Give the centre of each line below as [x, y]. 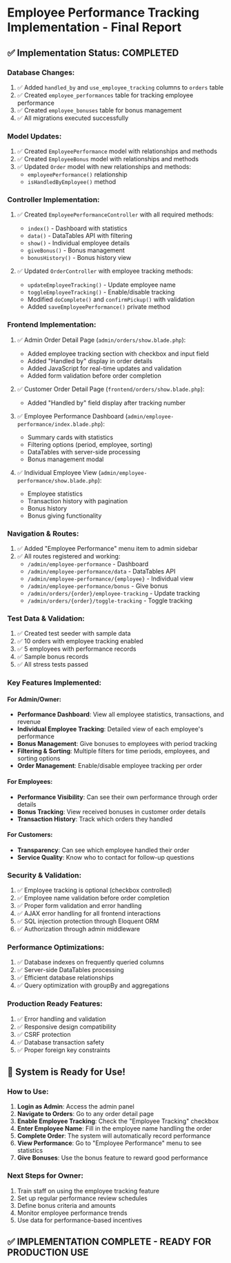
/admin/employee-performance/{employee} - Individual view [110, 579]
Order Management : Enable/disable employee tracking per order [110, 766]
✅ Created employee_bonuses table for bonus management [99, 110]
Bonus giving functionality [64, 516]
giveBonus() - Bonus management [76, 250]
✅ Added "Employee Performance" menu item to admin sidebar [107, 549]
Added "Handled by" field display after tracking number [107, 403]
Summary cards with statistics [70, 437]
